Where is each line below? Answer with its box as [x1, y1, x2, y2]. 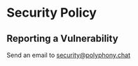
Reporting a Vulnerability [6, 33, 118, 44]
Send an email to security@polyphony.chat [6, 51, 131, 59]
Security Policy [6, 5, 97, 21]
